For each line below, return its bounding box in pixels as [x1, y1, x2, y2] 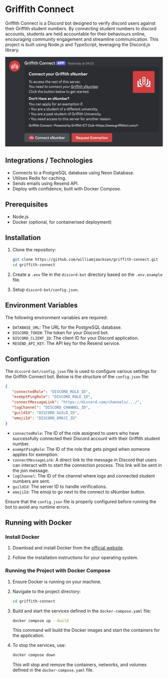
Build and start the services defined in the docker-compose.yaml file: [12, 608, 151, 614]
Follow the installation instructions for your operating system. [12, 554, 138, 561]
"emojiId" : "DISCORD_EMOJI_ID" [11, 416, 77, 421]
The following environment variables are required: [5, 314, 108, 320]
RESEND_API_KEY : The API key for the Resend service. [12, 340, 120, 346]
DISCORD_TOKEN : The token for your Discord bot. [12, 329, 109, 335]
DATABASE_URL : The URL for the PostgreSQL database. [12, 324, 122, 330]
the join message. [12, 467, 49, 473]
